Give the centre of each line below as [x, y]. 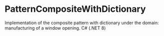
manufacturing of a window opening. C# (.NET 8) [55, 28]
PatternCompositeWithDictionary [75, 9]
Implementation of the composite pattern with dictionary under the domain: [82, 23]
